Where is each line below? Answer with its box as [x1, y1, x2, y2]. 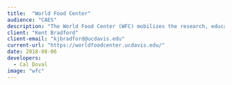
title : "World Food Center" [7, 10, 91, 17]
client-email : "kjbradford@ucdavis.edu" [7, 36, 126, 42]
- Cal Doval [13, 61, 48, 68]
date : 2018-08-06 [7, 49, 57, 56]
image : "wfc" [7, 67, 45, 74]
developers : [7, 55, 41, 62]
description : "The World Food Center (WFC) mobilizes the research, [7, 23, 209, 29]
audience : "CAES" [7, 16, 57, 23]
